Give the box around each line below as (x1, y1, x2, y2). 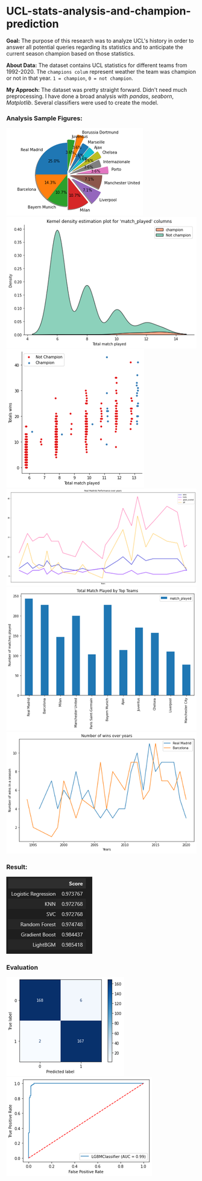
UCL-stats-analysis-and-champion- (6, 4, 191, 18)
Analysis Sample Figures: (6, 114, 83, 122)
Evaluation (6, 963, 38, 971)
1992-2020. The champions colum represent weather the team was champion (6, 68, 197, 75)
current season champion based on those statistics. (6, 50, 135, 57)
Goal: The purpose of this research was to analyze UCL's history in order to (6, 37, 194, 44)
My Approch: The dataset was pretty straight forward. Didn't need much (6, 86, 187, 93)
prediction (6, 17, 59, 31)
